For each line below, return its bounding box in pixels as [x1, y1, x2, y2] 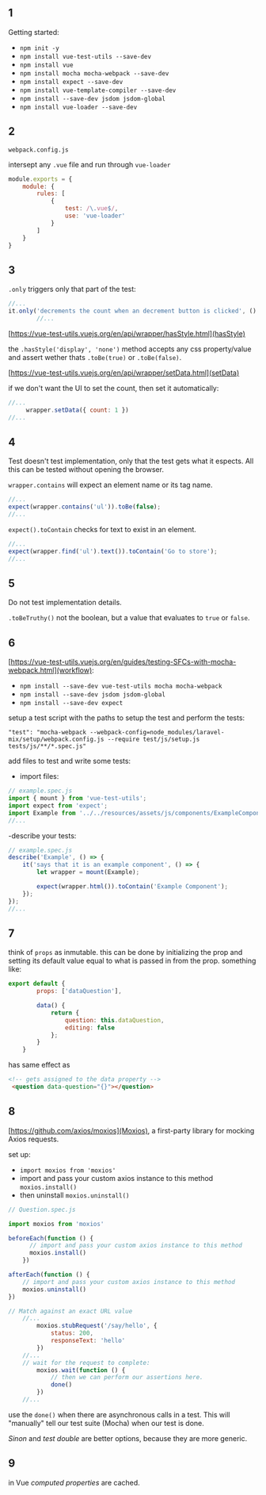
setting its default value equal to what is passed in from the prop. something [8, 956, 256, 966]
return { [50, 1009, 80, 1017]
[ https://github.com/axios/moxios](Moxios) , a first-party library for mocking [8, 1125, 255, 1135]
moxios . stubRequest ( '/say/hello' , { [36, 1322, 158, 1330]
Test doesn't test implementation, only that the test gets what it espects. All [8, 456, 254, 466]
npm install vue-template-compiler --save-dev [19, 86, 177, 94]
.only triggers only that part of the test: [8, 285, 136, 294]
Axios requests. [8, 1134, 59, 1144]
